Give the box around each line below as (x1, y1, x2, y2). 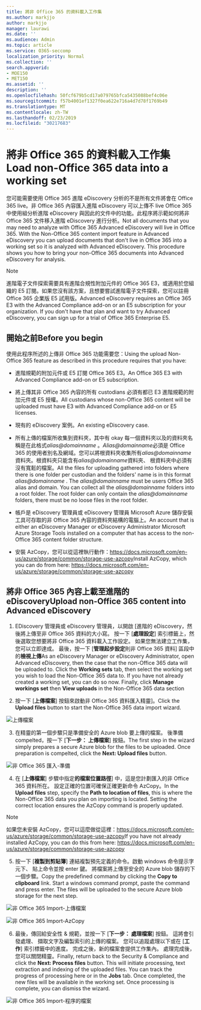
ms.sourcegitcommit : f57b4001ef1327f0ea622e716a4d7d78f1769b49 (6, 98, 168, 104)
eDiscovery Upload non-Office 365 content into (6, 597, 186, 607)
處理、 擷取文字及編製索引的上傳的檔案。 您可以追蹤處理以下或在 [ (20, 937, 185, 945)
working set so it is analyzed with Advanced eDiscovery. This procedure (6, 243, 185, 250)
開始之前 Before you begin (6, 333, 103, 343)
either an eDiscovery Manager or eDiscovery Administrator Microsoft (14, 523, 186, 530)
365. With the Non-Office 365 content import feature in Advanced (6, 230, 169, 238)
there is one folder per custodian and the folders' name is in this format (14, 470, 191, 478)
